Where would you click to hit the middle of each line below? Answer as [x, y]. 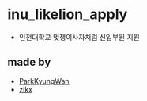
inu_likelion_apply [68, 14]
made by [29, 62]
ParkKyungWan [44, 81]
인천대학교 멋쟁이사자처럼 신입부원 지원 [79, 37]
